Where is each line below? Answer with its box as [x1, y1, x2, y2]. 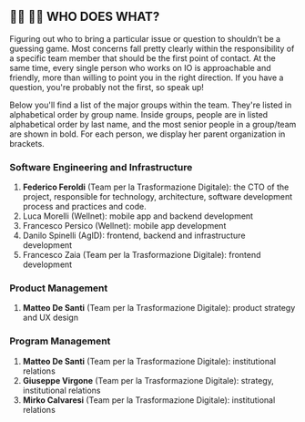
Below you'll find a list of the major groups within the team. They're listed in [9, 99, 292, 110]
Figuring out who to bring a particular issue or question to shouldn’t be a [9, 33, 280, 44]
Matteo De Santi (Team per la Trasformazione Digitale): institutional [22, 355, 277, 366]
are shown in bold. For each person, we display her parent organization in [9, 129, 286, 139]
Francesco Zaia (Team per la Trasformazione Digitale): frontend [22, 250, 261, 261]
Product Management [9, 282, 108, 294]
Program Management [9, 335, 111, 347]
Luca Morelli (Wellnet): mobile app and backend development [22, 211, 253, 221]
